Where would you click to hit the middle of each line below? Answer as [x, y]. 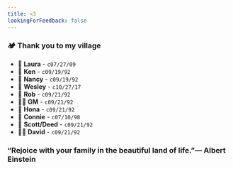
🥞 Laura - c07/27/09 [47, 64]
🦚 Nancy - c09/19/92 [48, 79]
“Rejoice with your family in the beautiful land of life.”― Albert [117, 150]
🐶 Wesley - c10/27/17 [49, 87]
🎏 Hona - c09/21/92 [46, 109]
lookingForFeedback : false [47, 21]
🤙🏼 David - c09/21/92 [49, 131]
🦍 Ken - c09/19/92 [44, 71]
